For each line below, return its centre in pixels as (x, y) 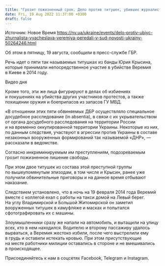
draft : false (18, 19)
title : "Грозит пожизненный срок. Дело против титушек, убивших (72, 10)
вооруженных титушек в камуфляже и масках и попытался (67, 208)
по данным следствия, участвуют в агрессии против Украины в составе (81, 133)
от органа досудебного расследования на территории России (70, 122)
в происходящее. (23, 249)
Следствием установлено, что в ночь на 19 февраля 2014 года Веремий (81, 192)
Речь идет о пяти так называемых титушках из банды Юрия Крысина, (79, 62)
